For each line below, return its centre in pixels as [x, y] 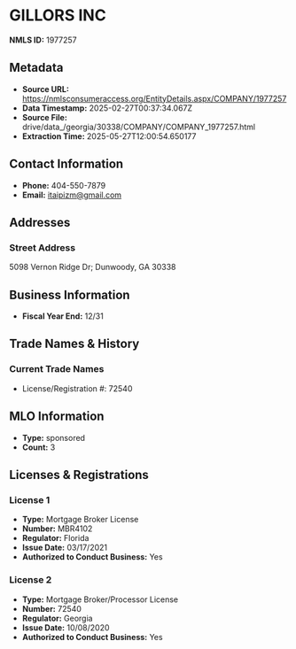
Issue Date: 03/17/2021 [65, 548]
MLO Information [57, 417]
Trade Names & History [74, 344]
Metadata [36, 68]
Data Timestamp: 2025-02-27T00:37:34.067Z [107, 108]
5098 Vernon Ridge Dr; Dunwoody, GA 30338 [93, 267]
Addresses [40, 222]
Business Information [70, 294]
